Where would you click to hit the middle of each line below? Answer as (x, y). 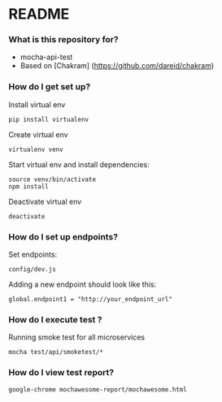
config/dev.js (33, 270)
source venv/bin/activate (52, 179)
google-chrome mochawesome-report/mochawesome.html (98, 389)
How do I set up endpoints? (63, 236)
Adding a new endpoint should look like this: (83, 284)
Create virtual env (38, 134)
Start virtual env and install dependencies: (79, 164)
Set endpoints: (33, 255)
